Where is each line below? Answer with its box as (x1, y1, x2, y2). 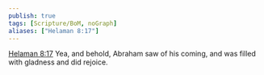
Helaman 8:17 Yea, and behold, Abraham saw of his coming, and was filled (8, 49, 257, 59)
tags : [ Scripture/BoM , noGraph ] (8, 19, 117, 27)
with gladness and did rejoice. (8, 57, 108, 67)
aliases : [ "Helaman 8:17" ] (8, 27, 99, 35)
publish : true (8, 11, 57, 20)
